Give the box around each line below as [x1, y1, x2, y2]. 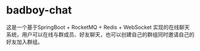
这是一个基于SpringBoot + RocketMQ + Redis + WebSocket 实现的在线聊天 [6, 23, 190, 30]
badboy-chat [6, 4, 72, 17]
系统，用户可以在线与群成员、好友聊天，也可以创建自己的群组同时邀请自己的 [6, 30, 195, 38]
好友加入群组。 [6, 38, 43, 45]
